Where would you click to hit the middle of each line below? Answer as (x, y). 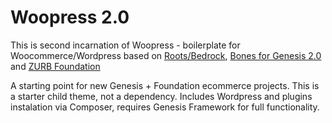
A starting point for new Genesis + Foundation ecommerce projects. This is (165, 85)
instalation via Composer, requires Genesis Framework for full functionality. (165, 107)
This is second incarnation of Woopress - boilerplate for (125, 45)
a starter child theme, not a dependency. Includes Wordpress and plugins (161, 96)
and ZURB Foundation (55, 66)
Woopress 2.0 (70, 17)
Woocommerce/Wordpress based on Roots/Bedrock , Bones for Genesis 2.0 (166, 55)
